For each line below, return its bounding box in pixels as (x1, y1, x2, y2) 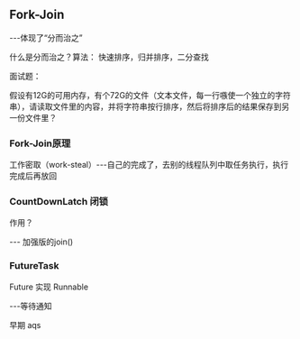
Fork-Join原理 (9, 137, 71, 150)
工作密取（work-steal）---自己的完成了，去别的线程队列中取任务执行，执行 (9, 160, 289, 170)
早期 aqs (9, 319, 41, 330)
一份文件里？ (9, 112, 57, 123)
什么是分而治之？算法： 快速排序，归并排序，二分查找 (9, 51, 209, 62)
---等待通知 (9, 300, 52, 311)
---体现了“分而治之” (9, 32, 83, 43)
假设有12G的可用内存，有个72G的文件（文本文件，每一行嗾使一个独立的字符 (9, 89, 291, 100)
